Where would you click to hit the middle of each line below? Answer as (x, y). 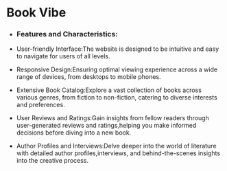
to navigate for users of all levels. (63, 56)
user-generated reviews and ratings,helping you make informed (106, 126)
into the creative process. (52, 161)
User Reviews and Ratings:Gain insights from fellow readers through (113, 118)
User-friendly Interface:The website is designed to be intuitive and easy (118, 49)
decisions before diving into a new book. (74, 133)
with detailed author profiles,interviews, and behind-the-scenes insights (118, 153)
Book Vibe (36, 13)
